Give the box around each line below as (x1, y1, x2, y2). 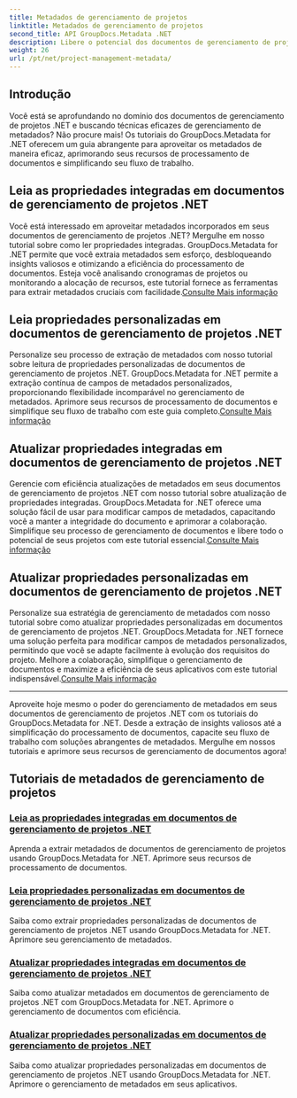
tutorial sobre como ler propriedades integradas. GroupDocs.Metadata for (9, 239, 278, 250)
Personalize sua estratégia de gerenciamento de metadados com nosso (9, 608, 271, 619)
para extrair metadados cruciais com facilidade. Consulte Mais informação (9, 286, 278, 297)
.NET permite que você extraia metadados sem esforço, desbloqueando (9, 249, 272, 260)
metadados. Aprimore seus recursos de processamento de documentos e (9, 396, 278, 408)
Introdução (9, 87, 72, 102)
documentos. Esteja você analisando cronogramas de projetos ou (9, 268, 248, 278)
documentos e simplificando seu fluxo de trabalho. (9, 157, 194, 168)
